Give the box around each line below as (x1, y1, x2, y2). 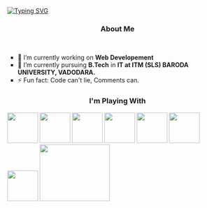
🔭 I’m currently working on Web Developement (17, 53, 154, 62)
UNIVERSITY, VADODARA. (17, 68, 96, 77)
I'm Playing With (89, 96, 146, 106)
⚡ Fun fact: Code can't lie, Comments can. (17, 76, 140, 84)
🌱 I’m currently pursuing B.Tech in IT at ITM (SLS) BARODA (17, 61, 189, 69)
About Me (100, 24, 135, 34)
